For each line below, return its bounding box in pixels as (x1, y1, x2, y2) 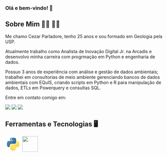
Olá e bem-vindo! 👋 (5, 5, 53, 12)
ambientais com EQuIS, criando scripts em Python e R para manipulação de (5, 79, 161, 85)
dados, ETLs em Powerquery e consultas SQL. (5, 85, 101, 91)
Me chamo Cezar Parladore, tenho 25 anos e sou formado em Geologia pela (5, 33, 162, 39)
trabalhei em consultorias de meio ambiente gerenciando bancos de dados (5, 74, 160, 80)
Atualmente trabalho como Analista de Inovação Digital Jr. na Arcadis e (5, 48, 152, 54)
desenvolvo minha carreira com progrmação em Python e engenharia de (5, 54, 155, 60)
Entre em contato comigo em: (5, 94, 67, 100)
